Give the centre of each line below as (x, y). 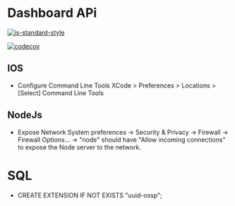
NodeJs (25, 115)
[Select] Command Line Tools (61, 92)
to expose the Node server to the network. (79, 147)
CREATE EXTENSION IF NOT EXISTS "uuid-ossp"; (90, 195)
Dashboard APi (52, 13)
